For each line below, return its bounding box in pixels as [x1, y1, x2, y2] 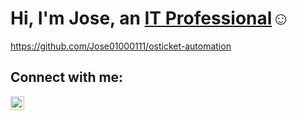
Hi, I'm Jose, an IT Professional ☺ [10, 7, 290, 30]
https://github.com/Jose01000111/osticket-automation [10, 40, 232, 52]
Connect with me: [10, 69, 124, 86]
